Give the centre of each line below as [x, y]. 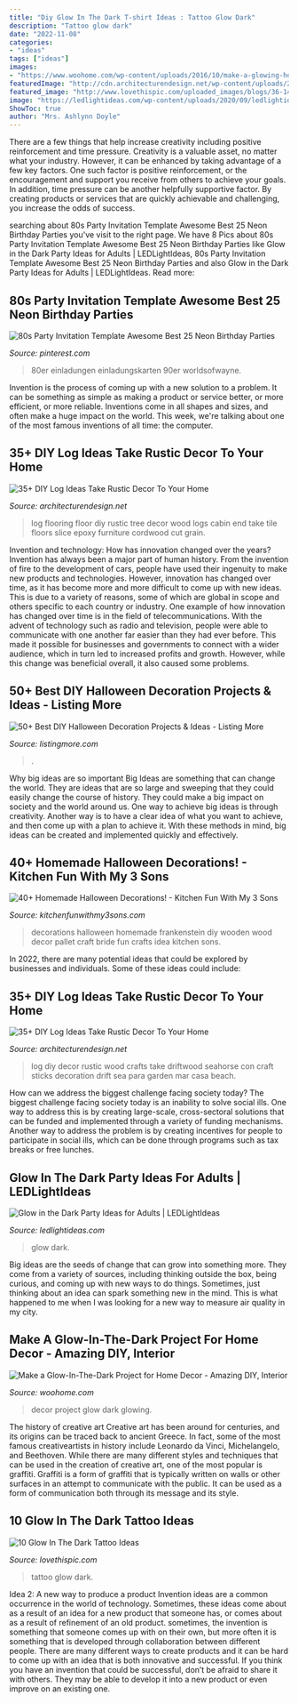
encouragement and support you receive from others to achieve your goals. [148, 180]
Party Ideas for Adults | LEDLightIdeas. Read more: [102, 273]
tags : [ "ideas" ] [39, 59]
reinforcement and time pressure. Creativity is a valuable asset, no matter [143, 151]
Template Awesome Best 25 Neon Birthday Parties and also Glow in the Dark [149, 263]
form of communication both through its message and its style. [124, 1493]
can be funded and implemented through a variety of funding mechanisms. [146, 1121]
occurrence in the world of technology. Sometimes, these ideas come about [148, 1603]
